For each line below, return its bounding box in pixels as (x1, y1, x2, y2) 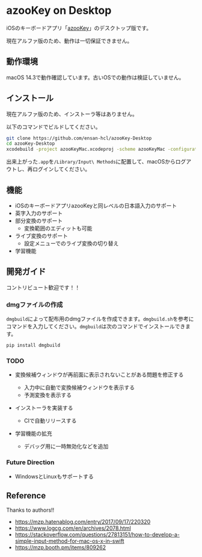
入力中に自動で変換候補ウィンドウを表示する (23, 384, 135, 391)
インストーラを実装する (14, 404, 73, 412)
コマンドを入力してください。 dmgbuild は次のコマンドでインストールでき (6, 323, 186, 330)
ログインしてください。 (32, 165, 91, 173)
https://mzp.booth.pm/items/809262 (14, 544, 106, 551)
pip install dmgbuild (6, 342, 61, 349)
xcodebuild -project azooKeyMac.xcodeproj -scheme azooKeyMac (6, 146, 165, 153)
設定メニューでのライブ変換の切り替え (23, 240, 119, 247)
